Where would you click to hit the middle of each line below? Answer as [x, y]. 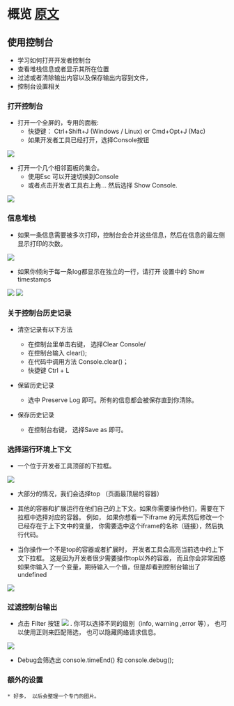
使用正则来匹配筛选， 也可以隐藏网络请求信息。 [92, 632]
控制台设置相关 [39, 86]
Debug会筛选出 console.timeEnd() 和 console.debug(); [95, 660]
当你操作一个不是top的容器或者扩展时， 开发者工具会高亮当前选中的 [115, 550]
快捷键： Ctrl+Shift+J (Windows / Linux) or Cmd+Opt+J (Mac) [117, 131]
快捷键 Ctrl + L [48, 370]
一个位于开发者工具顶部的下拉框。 [66, 466]
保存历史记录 [36, 415]
